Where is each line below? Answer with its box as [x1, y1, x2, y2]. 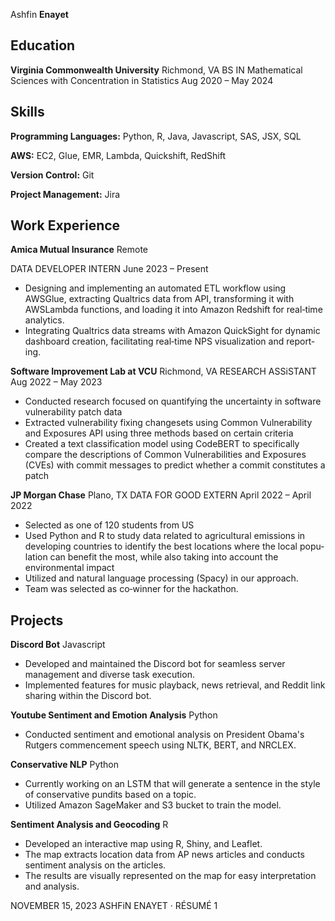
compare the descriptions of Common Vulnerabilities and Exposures [24, 449, 307, 461]
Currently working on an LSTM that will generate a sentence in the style [24, 778, 321, 790]
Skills [10, 104, 45, 121]
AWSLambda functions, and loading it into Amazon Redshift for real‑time [24, 304, 323, 316]
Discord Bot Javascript [10, 639, 106, 651]
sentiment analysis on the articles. [24, 859, 167, 871]
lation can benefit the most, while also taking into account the [24, 551, 279, 563]
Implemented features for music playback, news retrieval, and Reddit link [24, 679, 326, 691]
